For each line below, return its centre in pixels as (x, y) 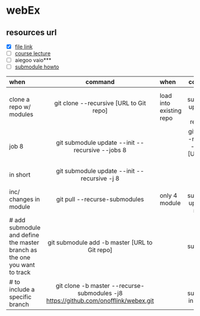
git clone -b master (83, 286)
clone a (19, 100)
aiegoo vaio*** (33, 60)
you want (22, 265)
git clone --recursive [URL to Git (100, 103)
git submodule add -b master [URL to (100, 243)
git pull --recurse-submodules (100, 199)
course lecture (32, 54)
